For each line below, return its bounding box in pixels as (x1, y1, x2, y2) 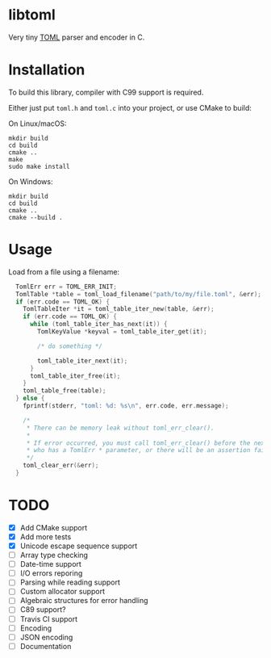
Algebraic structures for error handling (19, 596, 148, 606)
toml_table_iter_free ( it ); (29, 371, 121, 380)
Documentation (19, 641, 72, 651)
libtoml (8, 6, 56, 24)
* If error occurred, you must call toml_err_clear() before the (26, 438, 251, 447)
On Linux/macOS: (8, 119, 67, 128)
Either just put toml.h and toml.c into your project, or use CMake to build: (8, 103, 252, 112)
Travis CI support (19, 614, 78, 623)
